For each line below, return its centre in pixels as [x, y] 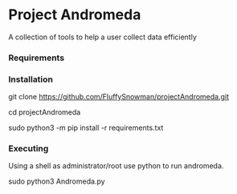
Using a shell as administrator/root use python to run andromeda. [116, 166]
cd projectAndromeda [45, 112]
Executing [29, 148]
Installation [31, 79]
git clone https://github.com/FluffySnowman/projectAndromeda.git [119, 97]
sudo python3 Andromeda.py [57, 181]
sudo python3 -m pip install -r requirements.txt [86, 128]
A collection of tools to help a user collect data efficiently [102, 37]
